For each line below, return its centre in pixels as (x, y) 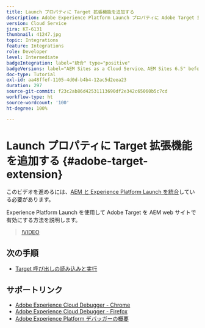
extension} (34, 174)
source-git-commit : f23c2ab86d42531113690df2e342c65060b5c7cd (87, 91)
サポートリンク (34, 290)
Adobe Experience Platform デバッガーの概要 (72, 319)
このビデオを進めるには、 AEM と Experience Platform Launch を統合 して (98, 192)
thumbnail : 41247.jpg (34, 35)
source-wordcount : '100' (38, 102)
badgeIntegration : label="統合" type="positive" (68, 63)
